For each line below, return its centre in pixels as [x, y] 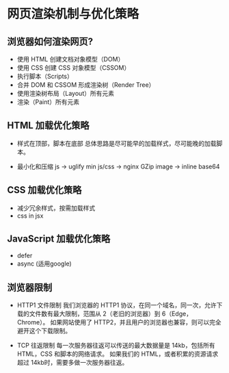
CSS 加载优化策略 [44, 190]
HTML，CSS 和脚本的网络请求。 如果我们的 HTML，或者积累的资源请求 [118, 354]
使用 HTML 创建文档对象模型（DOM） [70, 59]
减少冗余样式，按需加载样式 [56, 208]
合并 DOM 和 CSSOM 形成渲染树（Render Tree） [86, 85]
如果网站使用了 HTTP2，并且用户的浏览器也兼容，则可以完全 [136, 322]
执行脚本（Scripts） [45, 76]
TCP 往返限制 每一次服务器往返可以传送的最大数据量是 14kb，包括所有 [116, 346]
